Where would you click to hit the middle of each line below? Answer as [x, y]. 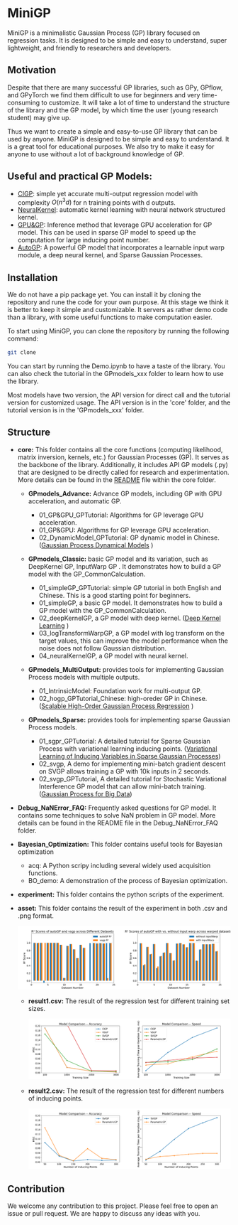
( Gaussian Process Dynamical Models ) [96, 545]
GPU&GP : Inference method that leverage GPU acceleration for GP [115, 225]
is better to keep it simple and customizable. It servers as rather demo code [118, 310]
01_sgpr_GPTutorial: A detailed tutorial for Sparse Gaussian [125, 741]
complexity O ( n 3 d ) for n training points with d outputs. [96, 202]
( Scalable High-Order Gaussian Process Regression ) [116, 706]
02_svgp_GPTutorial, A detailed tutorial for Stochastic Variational [132, 779]
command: [23, 338]
